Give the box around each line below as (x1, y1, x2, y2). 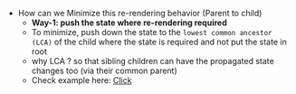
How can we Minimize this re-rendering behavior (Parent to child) (17, 8, 263, 18)
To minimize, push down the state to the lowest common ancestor (31, 27, 272, 37)
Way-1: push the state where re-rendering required (31, 17, 228, 28)
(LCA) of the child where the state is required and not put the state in (31, 36, 287, 47)
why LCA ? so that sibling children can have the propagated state (31, 56, 274, 66)
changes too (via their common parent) (31, 65, 178, 76)
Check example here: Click (31, 75, 132, 85)
